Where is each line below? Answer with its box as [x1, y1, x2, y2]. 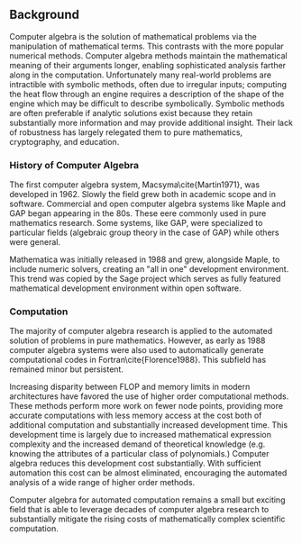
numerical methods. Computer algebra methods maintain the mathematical [9, 50, 288, 61]
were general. [9, 237, 61, 248]
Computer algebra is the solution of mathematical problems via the [9, 31, 257, 41]
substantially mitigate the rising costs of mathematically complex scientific [9, 513, 286, 525]
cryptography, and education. [9, 136, 120, 147]
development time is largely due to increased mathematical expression [9, 430, 272, 440]
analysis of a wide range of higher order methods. [9, 477, 196, 488]
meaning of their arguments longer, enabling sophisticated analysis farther [9, 59, 287, 70]
